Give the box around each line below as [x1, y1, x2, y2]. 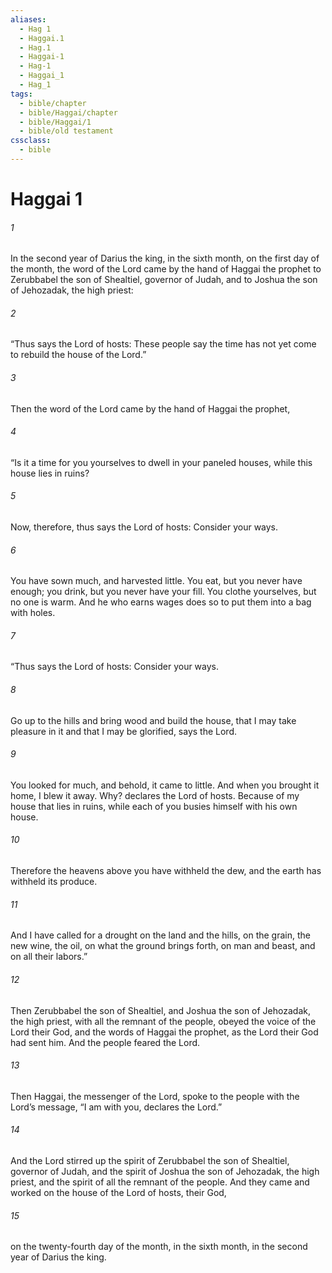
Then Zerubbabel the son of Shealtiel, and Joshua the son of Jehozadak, [10, 1004, 311, 1016]
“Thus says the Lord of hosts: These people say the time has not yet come [10, 338, 317, 350]
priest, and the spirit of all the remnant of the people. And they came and [10, 1176, 310, 1188]
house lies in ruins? [10, 467, 90, 479]
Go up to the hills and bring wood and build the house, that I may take [10, 714, 297, 726]
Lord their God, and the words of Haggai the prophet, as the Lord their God [10, 1026, 319, 1038]
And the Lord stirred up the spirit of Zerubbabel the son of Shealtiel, [10, 1154, 290, 1166]
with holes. [10, 607, 56, 619]
